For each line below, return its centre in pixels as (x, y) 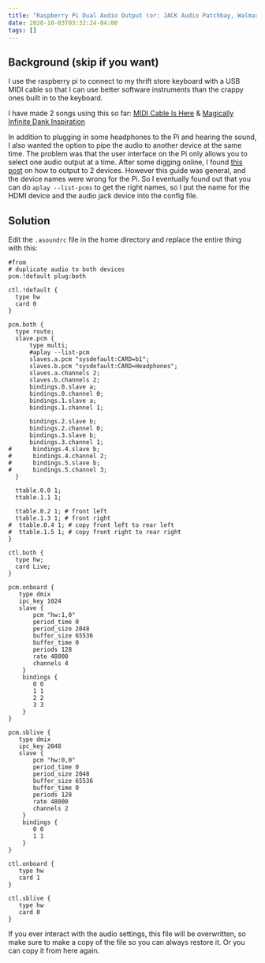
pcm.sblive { (30, 732)
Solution (29, 221)
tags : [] (22, 30)
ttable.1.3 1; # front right (63, 518)
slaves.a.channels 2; (65, 373)
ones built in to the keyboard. (56, 98)
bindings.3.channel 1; (66, 442)
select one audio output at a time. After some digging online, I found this (125, 162)
